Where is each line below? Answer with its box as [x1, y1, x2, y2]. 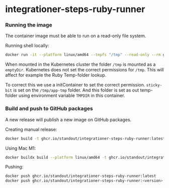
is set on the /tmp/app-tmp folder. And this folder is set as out [13, 87, 139, 93]
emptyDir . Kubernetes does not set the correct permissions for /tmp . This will [5, 67, 164, 73]
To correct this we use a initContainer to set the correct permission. [5, 82, 145, 88]
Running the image [5, 22, 52, 29]
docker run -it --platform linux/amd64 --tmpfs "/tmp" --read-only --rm [5, 52, 161, 57]
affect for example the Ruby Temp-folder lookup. [5, 72, 107, 78]
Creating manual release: [5, 126, 57, 132]
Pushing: [5, 164, 24, 170]
